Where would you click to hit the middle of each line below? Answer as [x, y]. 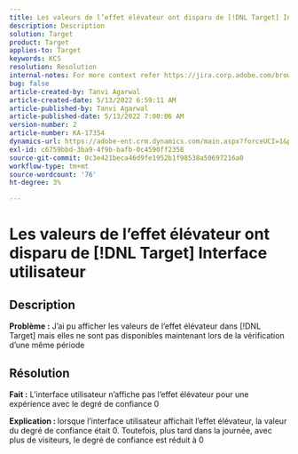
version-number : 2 [43, 125]
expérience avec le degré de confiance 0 [84, 403]
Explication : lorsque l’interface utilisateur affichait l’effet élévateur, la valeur [148, 421]
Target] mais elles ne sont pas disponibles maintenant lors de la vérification [147, 336]
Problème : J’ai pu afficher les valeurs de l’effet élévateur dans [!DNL [135, 326]
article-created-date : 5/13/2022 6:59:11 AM [93, 100]
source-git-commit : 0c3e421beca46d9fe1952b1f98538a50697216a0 [126, 158]
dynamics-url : [35, 141]
